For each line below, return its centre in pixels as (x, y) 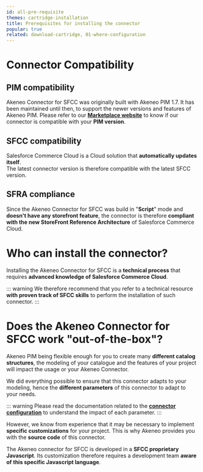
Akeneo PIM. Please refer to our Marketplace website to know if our (92, 115)
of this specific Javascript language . (54, 462)
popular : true (24, 29)
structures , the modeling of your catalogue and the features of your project (101, 363)
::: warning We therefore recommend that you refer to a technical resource (100, 289)
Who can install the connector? (87, 253)
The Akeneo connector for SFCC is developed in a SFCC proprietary (93, 449)
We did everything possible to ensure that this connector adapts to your (97, 381)
